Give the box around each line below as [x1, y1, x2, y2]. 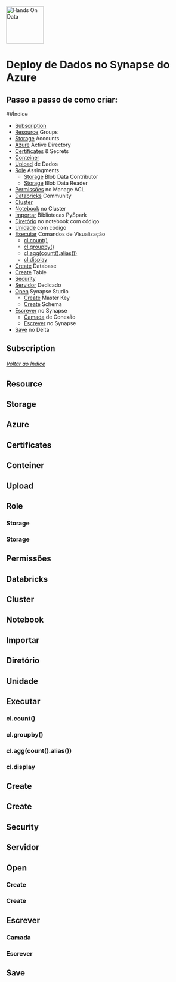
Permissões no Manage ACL [14, 186, 85, 193]
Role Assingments [14, 167, 60, 173]
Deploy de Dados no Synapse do [6, 58, 170, 71]
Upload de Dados [14, 160, 58, 167]
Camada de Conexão [23, 313, 76, 320]
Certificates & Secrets [14, 148, 69, 155]
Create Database [14, 262, 57, 269]
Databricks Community [14, 192, 72, 199]
